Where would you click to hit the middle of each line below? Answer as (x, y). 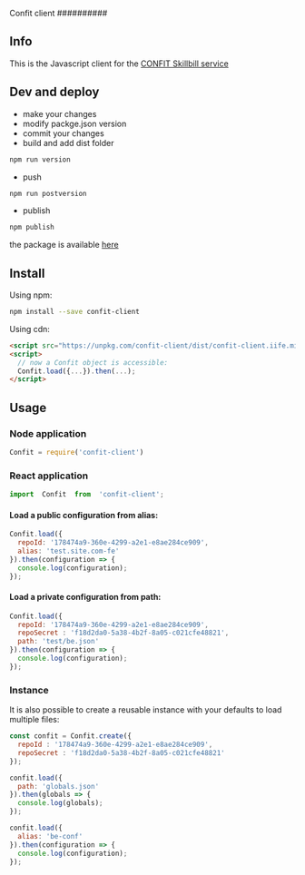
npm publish (32, 227)
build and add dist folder (68, 143)
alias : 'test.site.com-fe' (69, 551)
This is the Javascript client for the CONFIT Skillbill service (119, 64)
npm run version (40, 159)
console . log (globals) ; (60, 803)
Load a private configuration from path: (85, 597)
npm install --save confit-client (75, 312)
